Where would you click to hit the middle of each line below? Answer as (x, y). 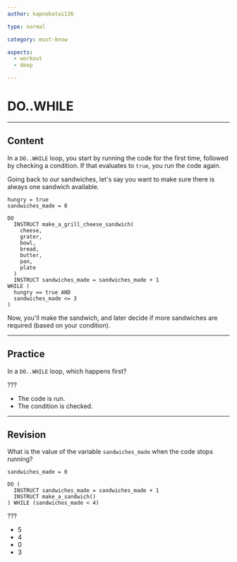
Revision (27, 435)
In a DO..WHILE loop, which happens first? (67, 371)
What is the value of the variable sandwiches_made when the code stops (110, 452)
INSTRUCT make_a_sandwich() (55, 497)
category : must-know (38, 40)
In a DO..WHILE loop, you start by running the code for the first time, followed (118, 158)
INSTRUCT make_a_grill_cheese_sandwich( (74, 224)
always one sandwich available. (53, 186)
